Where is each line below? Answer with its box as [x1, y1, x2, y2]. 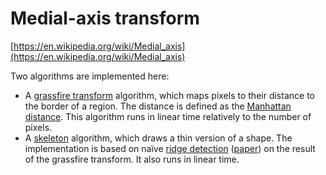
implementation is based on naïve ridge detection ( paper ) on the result [24, 142, 316, 154]
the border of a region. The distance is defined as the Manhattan [24, 100, 292, 112]
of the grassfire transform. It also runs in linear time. [24, 153, 240, 165]
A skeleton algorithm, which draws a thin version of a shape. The [24, 132, 293, 144]
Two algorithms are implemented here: [10, 70, 170, 82]
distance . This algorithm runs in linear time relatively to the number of [24, 110, 312, 122]
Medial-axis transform [10, 7, 200, 30]
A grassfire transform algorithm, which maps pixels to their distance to [24, 89, 315, 101]
